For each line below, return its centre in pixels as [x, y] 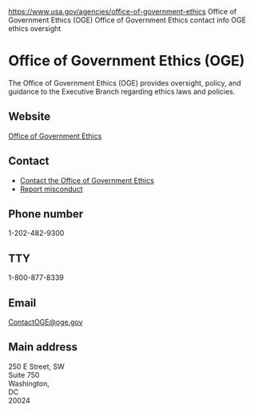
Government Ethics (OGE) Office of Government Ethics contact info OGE [127, 20]
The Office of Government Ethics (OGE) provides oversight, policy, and [125, 82]
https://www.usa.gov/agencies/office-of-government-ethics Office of [123, 12]
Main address [43, 347]
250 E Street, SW [37, 366]
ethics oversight [35, 28]
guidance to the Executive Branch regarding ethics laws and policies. [122, 91]
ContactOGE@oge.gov [46, 322]
